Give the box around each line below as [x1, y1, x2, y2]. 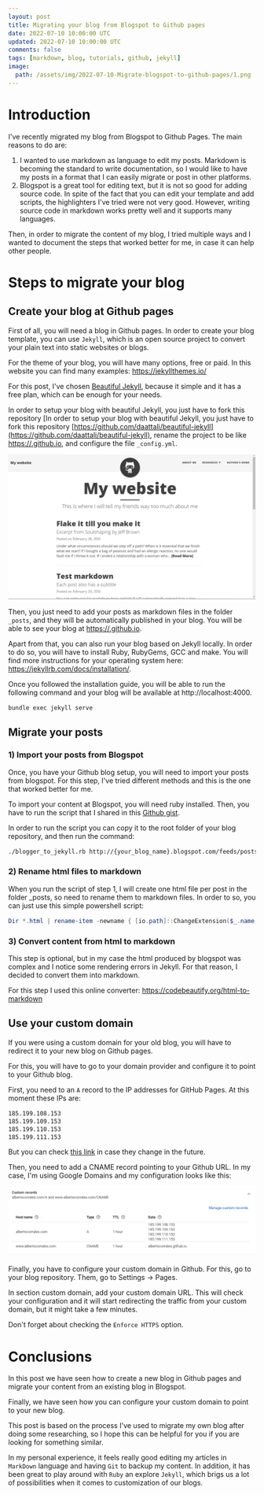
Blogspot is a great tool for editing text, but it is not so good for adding [19, 180, 247, 190]
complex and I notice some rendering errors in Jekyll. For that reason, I [8, 962, 238, 971]
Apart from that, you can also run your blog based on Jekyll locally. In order [8, 639, 253, 649]
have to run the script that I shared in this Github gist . [8, 807, 181, 817]
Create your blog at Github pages [8, 305, 174, 318]
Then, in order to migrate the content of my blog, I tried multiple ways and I [8, 229, 251, 239]
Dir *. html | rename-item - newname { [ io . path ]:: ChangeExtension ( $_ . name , [8, 917, 258, 925]
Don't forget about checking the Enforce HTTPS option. [8, 1320, 184, 1330]
